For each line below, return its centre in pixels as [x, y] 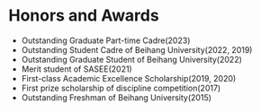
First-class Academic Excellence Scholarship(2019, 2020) [129, 78]
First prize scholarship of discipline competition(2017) [121, 88]
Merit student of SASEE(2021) [76, 69]
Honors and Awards [84, 16]
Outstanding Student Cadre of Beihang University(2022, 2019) [137, 49]
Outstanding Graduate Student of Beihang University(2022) [131, 59]
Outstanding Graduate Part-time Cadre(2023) [106, 40]
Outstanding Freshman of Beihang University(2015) [117, 97]
